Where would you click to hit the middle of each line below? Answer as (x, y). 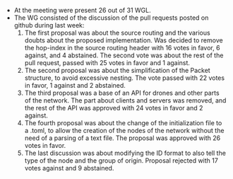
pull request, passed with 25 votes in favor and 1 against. (107, 63)
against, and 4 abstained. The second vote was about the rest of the (124, 55)
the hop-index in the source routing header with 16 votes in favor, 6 (122, 48)
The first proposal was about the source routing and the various (117, 33)
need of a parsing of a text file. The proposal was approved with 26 (123, 138)
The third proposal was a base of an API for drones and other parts (122, 93)
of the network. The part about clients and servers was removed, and (125, 100)
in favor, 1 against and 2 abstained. (75, 85)
